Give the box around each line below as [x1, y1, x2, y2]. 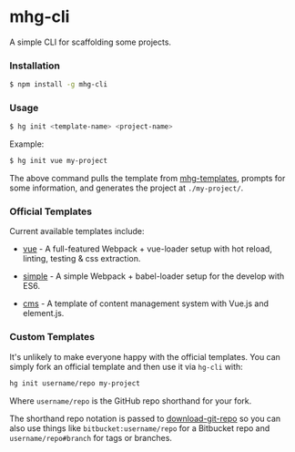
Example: [9, 139, 45, 149]
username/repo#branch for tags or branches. [9, 432, 173, 443]
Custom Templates [9, 331, 96, 344]
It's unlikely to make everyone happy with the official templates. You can [9, 351, 280, 362]
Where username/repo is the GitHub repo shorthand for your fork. [9, 395, 252, 406]
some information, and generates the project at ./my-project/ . [9, 182, 244, 193]
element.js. [22, 308, 65, 319]
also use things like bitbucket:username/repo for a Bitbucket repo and [9, 422, 270, 434]
